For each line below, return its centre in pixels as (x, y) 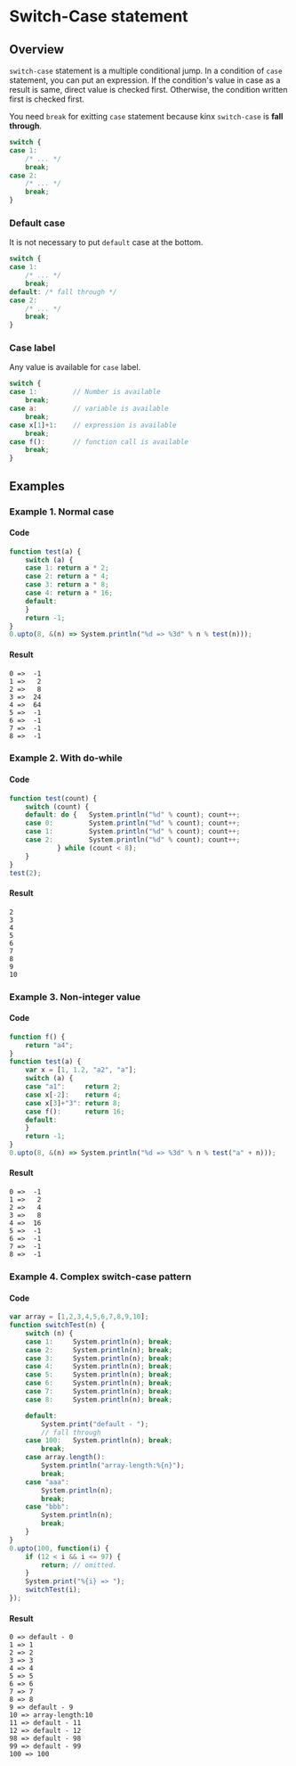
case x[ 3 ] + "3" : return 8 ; (73, 1103)
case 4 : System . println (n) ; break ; (99, 1367)
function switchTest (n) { (57, 1326)
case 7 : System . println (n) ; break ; (99, 1392)
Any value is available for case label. (75, 367)
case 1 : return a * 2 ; (67, 568)
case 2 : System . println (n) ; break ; (99, 1350)
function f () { (37, 1037)
